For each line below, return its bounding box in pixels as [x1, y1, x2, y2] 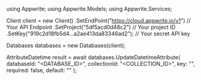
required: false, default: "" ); [6, 67, 77, 74]
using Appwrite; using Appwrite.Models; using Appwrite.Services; [6, 5, 173, 12]
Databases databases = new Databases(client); [6, 42, 126, 49]
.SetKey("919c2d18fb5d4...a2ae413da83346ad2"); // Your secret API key [6, 30, 191, 37]
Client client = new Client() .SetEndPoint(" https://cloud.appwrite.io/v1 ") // [6, 17, 191, 24]
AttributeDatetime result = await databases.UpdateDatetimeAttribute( [6, 54, 181, 60]
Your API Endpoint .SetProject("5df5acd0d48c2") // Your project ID [6, 24, 176, 31]
